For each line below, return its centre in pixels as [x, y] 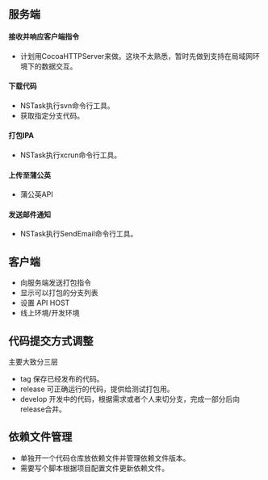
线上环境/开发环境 [50, 313]
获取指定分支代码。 [52, 115]
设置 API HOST [45, 303]
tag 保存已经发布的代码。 [62, 379]
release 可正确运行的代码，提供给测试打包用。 [97, 389]
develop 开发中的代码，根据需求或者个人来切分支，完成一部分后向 [130, 399]
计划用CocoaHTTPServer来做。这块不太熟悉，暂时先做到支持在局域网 [136, 56]
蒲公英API [37, 194]
